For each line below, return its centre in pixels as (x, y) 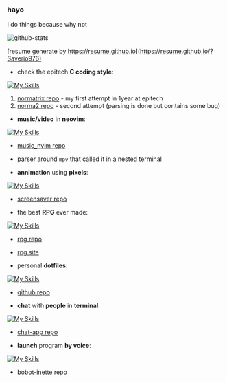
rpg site (28, 252)
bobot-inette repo (42, 372)
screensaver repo (42, 199)
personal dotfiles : (42, 265)
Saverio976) (24, 58)
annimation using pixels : (52, 173)
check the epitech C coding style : (65, 72)
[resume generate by (37, 51)
